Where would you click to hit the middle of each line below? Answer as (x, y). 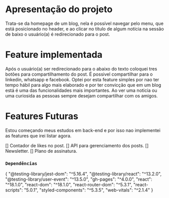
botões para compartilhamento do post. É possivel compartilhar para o (79, 74)
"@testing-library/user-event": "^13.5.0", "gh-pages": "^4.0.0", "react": (79, 179)
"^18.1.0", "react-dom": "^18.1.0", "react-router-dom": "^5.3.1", (69, 185)
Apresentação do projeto (59, 9)
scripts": (14, 190)
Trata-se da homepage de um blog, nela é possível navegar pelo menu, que (84, 23)
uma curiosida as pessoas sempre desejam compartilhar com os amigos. (82, 95)
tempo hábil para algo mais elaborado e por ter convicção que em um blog (83, 85)
